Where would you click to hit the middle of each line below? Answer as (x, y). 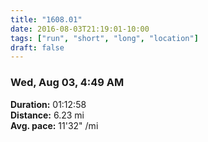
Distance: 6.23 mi (47, 115)
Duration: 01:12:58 (48, 104)
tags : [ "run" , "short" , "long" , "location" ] (104, 38)
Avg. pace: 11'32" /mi (54, 125)
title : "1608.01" (46, 19)
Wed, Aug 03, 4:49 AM (67, 83)
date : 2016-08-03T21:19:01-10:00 (80, 29)
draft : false (37, 47)
